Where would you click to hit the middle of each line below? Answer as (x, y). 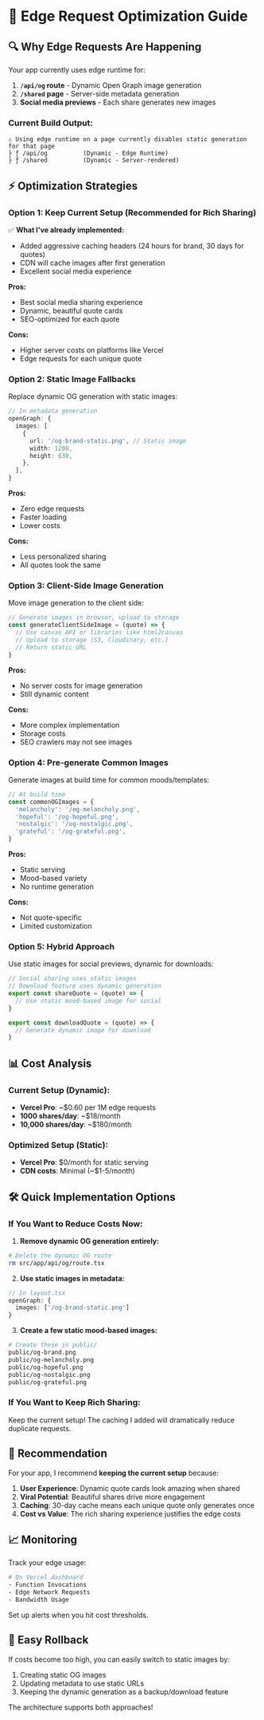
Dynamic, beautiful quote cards (71, 310)
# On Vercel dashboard (46, 1578)
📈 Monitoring (43, 1539)
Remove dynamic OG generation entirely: (89, 1241)
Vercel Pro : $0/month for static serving (84, 1162)
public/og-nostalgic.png (49, 1375)
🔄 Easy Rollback (49, 1640)
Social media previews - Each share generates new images (118, 102)
